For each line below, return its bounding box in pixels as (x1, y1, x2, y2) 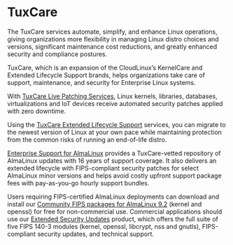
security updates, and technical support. (37, 230, 155, 238)
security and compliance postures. (7, 50, 108, 58)
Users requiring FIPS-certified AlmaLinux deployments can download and (7, 192, 220, 201)
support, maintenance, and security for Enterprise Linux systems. (7, 78, 196, 86)
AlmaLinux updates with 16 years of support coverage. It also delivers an (7, 156, 217, 165)
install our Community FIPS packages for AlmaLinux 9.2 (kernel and (7, 199, 202, 208)
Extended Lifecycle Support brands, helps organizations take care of (7, 71, 205, 79)
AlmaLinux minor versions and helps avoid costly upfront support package (7, 171, 222, 180)
